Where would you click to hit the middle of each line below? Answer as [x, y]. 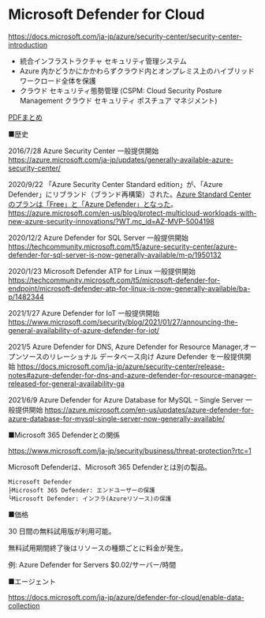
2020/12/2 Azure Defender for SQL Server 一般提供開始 [99, 238]
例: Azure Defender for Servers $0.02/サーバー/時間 [92, 564]
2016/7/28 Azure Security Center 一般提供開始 [84, 151]
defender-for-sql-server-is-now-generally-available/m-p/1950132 [115, 255]
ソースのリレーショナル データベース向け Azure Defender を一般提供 [133, 356]
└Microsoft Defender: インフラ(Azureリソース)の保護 [90, 499]
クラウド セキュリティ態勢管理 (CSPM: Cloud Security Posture [121, 90]
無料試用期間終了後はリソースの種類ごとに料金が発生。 [98, 548]
